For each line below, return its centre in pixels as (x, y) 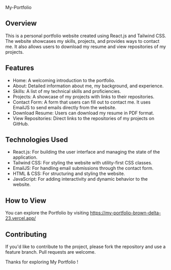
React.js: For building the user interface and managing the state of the (86, 152)
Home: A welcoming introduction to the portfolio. (64, 80)
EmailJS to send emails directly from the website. (64, 107)
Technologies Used (36, 140)
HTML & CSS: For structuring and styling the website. (69, 174)
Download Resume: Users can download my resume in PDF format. (83, 113)
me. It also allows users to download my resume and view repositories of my (86, 46)
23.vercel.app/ (21, 218)
